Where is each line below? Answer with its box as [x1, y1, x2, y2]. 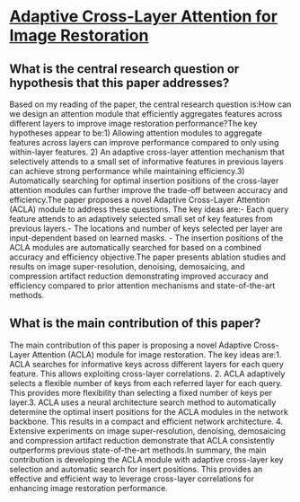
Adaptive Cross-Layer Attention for [9, 6, 278, 27]
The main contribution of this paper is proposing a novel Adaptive [9, 339, 252, 350]
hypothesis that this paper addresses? [9, 75, 230, 91]
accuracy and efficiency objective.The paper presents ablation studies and [9, 251, 286, 262]
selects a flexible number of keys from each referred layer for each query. [9, 377, 283, 388]
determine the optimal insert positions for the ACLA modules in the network [9, 406, 289, 417]
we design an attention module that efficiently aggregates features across [9, 109, 283, 119]
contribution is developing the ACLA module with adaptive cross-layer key [9, 454, 284, 464]
